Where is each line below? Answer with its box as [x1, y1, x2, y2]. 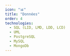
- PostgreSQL [9, 35, 36, 39]
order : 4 [5, 16, 23, 21]
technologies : [5, 20, 34, 26]
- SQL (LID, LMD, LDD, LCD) [9, 25, 66, 30]
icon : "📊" [5, 7, 27, 12]
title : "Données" [5, 12, 40, 17]
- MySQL [9, 39, 25, 44]
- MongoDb [9, 43, 29, 48]
